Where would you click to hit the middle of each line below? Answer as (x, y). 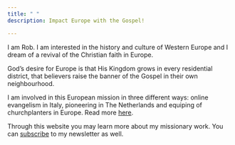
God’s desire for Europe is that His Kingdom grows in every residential (110, 68)
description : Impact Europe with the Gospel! (76, 21)
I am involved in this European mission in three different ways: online (108, 97)
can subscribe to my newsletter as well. (66, 134)
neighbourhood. (31, 83)
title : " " (23, 14)
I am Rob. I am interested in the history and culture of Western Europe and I (118, 47)
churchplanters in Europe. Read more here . (70, 112)
